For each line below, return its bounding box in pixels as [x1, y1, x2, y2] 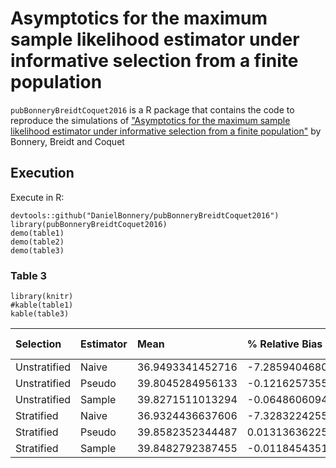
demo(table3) [10, 245, 65, 256]
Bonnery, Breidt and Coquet [10, 135, 125, 147]
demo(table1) [10, 228, 65, 238]
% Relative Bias [246, 337, 323, 351]
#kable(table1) [10, 300, 74, 311]
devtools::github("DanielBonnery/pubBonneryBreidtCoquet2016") [10, 210, 280, 221]
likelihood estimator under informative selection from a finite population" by [10, 125, 322, 137]
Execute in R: [10, 191, 65, 203]
